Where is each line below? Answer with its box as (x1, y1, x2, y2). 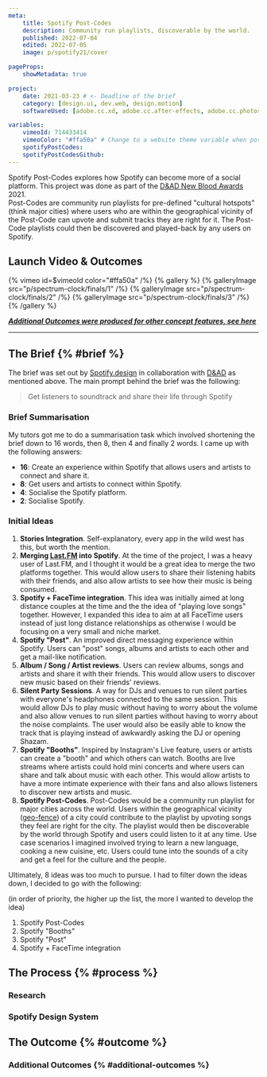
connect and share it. (19, 471, 90, 480)
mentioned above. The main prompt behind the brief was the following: (8, 377, 241, 386)
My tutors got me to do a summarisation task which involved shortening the (8, 430, 256, 440)
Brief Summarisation (8, 412, 90, 423)
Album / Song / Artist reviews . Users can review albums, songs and (19, 661, 244, 670)
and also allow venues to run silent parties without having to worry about (19, 711, 258, 720)
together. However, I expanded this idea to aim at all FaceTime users (19, 610, 244, 619)
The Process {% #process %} (8, 967, 158, 980)
